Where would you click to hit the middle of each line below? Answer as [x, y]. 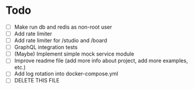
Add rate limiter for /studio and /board [61, 41]
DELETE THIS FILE [37, 81]
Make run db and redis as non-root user [63, 27]
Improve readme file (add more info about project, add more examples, [101, 61]
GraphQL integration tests [46, 47]
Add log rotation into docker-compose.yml [66, 74]
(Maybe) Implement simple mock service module [74, 54]
